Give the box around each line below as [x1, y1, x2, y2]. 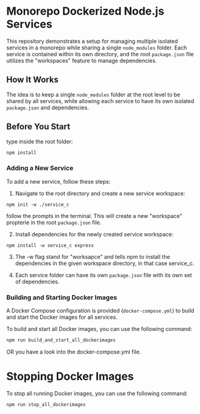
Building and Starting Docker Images [6, 293, 118, 302]
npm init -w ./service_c [6, 202, 70, 208]
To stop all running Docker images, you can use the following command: [6, 390, 188, 397]
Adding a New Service [6, 164, 74, 172]
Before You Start [6, 122, 71, 132]
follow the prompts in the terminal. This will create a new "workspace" [6, 212, 183, 219]
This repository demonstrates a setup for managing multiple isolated [6, 37, 178, 45]
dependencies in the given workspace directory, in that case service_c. [15, 260, 195, 267]
